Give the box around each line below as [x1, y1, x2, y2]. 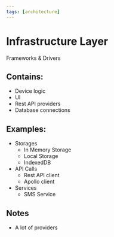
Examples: [6, 124, 47, 134]
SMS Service [23, 191, 56, 198]
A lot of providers [14, 224, 58, 231]
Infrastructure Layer [6, 34, 109, 48]
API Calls [14, 165, 38, 172]
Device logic [14, 87, 46, 95]
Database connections [14, 107, 70, 114]
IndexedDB [23, 159, 51, 166]
